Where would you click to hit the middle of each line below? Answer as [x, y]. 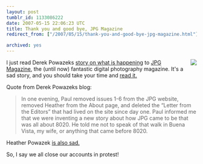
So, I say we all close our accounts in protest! [63, 154]
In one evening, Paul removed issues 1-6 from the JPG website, [100, 99]
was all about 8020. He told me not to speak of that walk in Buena [103, 124]
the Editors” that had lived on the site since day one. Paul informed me [108, 112]
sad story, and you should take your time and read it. [72, 75]
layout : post [23, 12]
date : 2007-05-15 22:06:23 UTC [46, 23]
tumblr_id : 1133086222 [35, 18]
